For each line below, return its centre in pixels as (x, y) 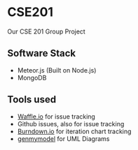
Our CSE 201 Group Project (46, 31)
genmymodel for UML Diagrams (63, 138)
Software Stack (42, 53)
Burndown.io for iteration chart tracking (74, 131)
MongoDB (32, 77)
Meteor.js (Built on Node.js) (57, 70)
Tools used (32, 99)
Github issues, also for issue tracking (71, 123)
